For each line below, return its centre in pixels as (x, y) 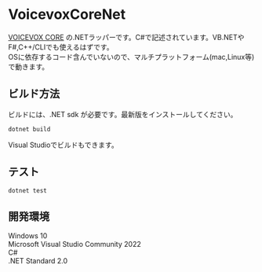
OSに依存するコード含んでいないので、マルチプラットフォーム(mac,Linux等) (131, 57)
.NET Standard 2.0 (38, 261)
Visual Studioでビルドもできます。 (64, 145)
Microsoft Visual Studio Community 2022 (75, 244)
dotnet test (27, 190)
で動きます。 (29, 66)
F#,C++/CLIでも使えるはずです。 (61, 47)
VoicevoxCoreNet (67, 15)
